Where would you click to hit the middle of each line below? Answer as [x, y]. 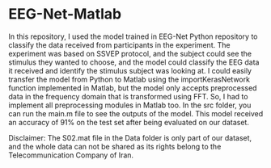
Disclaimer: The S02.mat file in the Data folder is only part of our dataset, [130, 137]
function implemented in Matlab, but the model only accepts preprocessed [133, 88]
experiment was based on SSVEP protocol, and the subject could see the [130, 53]
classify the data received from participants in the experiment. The [119, 44]
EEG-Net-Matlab [65, 14]
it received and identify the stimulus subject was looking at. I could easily [130, 70]
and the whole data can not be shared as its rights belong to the [115, 146]
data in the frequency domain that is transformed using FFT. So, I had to [128, 96]
